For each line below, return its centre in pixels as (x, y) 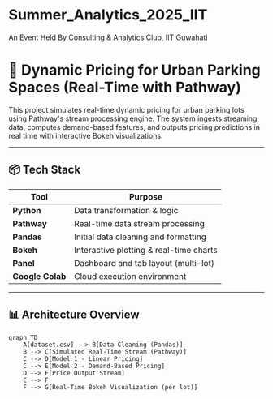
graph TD (23, 337)
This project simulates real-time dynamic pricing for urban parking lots (127, 109)
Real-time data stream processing (140, 223)
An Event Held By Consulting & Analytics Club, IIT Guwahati (108, 37)
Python (27, 210)
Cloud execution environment (130, 276)
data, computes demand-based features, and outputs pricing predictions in (134, 127)
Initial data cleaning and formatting (141, 237)
